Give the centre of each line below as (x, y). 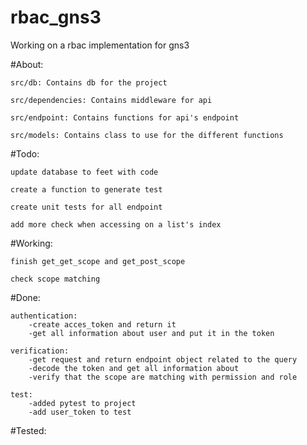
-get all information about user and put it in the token (151, 333)
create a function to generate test (86, 189)
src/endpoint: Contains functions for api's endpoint (125, 117)
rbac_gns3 (56, 17)
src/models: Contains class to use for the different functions (147, 135)
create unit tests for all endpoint (86, 207)
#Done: (25, 297)
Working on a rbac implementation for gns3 (100, 45)
